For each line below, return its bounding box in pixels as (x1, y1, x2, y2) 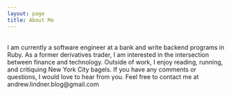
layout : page (7, 10, 45, 17)
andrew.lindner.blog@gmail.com (7, 80, 99, 88)
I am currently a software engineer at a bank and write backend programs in (7, 43, 225, 51)
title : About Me (7, 17, 54, 24)
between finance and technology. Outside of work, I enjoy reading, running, (7, 58, 223, 66)
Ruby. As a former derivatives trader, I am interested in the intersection (7, 50, 209, 59)
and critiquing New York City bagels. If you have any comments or (7, 65, 196, 74)
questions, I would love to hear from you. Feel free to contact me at (7, 72, 199, 80)
